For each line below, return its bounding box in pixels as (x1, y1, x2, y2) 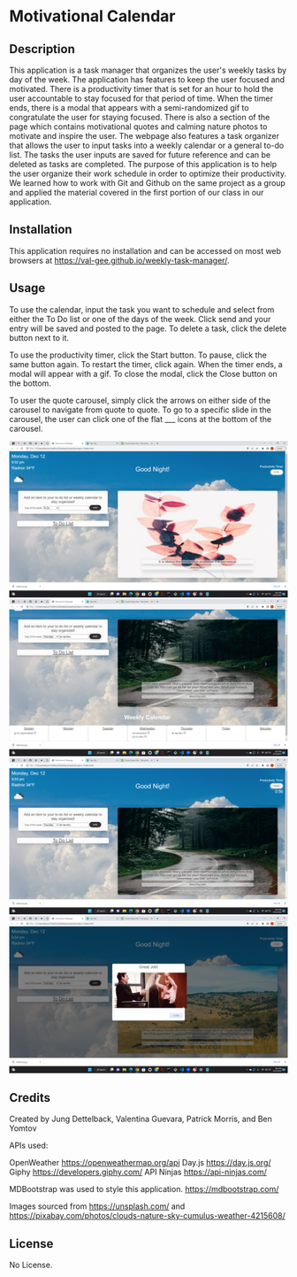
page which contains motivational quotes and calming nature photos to (9, 121, 268, 132)
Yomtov (9, 1123, 37, 1134)
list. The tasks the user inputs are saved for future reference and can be (9, 150, 271, 160)
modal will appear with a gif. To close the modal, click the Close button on (9, 368, 278, 379)
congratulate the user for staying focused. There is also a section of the (9, 112, 270, 122)
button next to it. (9, 332, 69, 342)
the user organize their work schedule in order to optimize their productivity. (9, 168, 287, 179)
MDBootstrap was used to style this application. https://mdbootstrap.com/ (9, 1184, 279, 1195)
